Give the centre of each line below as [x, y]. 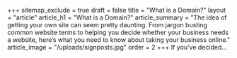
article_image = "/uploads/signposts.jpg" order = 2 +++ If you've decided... [117, 47]
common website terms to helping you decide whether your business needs [118, 32]
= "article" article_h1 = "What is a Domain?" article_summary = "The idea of [117, 17]
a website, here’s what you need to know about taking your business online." [119, 40]
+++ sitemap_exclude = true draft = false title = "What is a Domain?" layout [117, 10]
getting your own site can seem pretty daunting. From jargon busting [107, 25]
